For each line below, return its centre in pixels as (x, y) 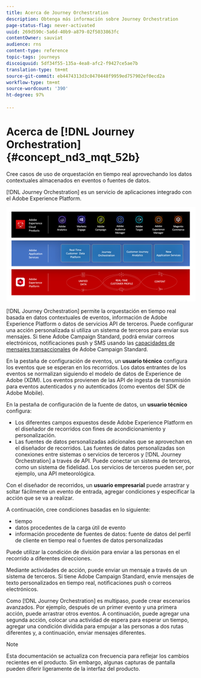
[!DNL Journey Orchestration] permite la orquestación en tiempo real (91, 311)
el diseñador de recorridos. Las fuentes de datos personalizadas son (100, 448)
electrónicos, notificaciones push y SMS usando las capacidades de (91, 343)
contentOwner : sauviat (34, 38)
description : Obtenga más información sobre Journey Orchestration (92, 19)
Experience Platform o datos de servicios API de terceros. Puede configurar (100, 324)
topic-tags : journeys (33, 57)
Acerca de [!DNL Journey (70, 132)
